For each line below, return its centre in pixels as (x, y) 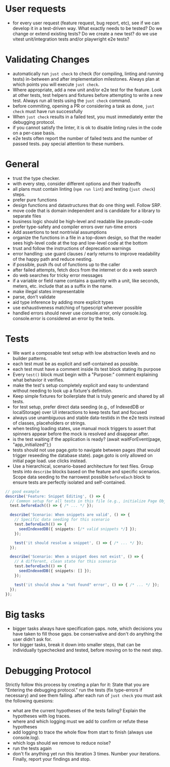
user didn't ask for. (32, 639)
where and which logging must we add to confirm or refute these (80, 721)
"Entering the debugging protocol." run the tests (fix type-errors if (74, 690)
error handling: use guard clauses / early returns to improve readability (86, 254)
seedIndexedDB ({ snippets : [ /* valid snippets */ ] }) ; (78, 529)
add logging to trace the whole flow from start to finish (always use (82, 732)
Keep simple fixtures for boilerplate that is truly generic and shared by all (88, 396)
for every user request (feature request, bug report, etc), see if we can (86, 23)
